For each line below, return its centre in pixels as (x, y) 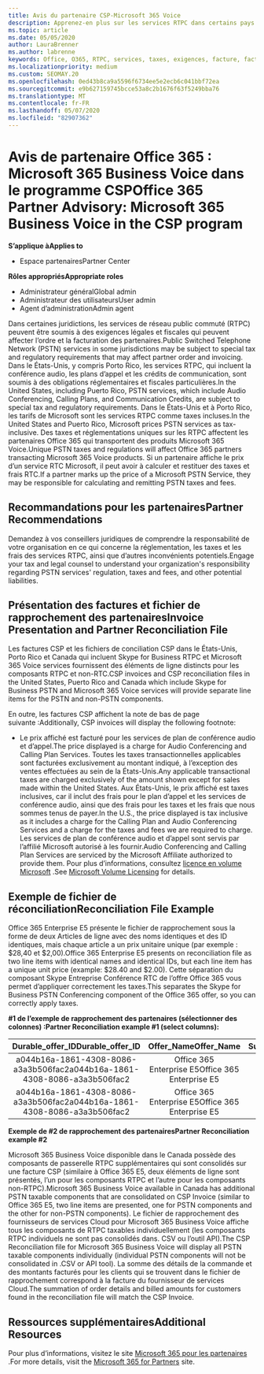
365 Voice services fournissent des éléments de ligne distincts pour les (124, 666)
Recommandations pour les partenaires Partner (126, 508)
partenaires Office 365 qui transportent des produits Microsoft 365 (116, 440)
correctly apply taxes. (43, 1003)
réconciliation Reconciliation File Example (111, 909)
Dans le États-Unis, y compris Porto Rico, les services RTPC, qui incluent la (130, 365)
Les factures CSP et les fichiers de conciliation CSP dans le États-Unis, (123, 649)
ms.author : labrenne (42, 52)
